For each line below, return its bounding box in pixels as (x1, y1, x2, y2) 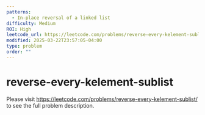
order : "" (6, 49, 32, 55)
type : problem (6, 43, 43, 50)
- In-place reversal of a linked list (12, 15, 111, 21)
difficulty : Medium (6, 20, 56, 26)
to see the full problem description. (6, 102, 95, 109)
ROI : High (6, 26, 32, 32)
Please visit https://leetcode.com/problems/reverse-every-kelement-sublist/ (6, 95, 198, 103)
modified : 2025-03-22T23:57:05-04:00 (6, 37, 103, 43)
